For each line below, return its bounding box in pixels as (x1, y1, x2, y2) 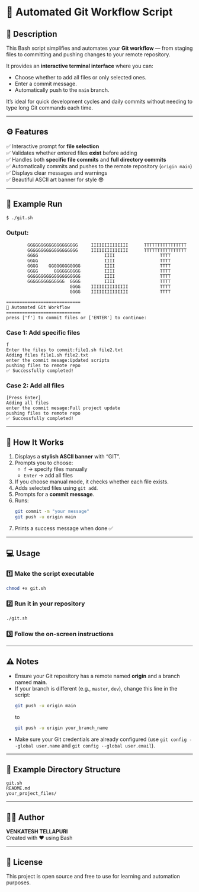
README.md (6, 785, 31, 791)
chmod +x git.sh (6, 585, 46, 591)
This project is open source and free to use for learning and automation (6, 872, 181, 880)
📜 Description (6, 29, 57, 39)
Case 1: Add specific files (6, 328, 81, 336)
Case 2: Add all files (6, 381, 65, 390)
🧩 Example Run (6, 199, 63, 209)
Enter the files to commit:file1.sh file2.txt (6, 347, 123, 353)
